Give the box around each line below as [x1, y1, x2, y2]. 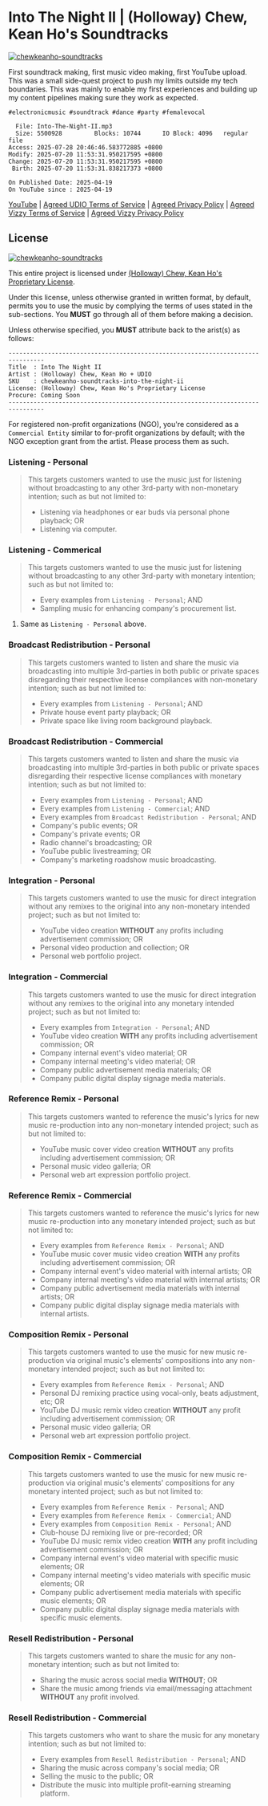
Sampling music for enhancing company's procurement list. [39, 604, 237, 613]
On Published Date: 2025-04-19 [8, 178, 113, 186]
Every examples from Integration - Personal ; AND [39, 1022, 210, 1031]
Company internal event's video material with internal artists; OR [39, 1267, 252, 1276]
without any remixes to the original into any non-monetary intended [27, 901, 250, 911]
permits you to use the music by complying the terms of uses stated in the [8, 301, 254, 311]
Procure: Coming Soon [8, 391, 81, 399]
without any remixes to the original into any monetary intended [27, 998, 234, 1007]
